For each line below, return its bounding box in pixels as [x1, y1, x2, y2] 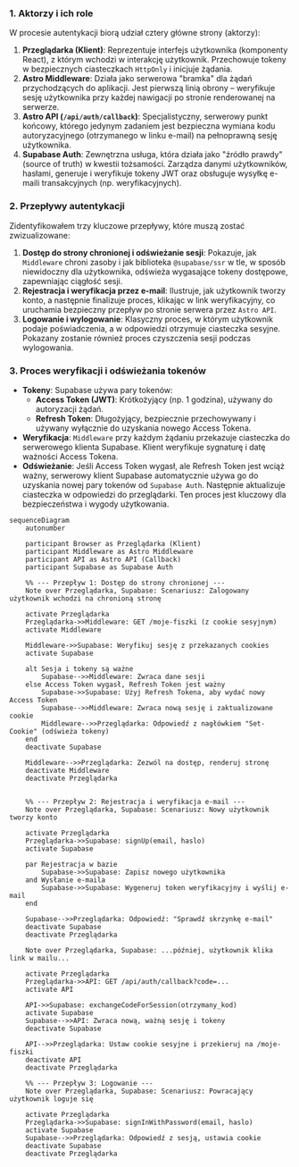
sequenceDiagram [9, 516, 70, 525]
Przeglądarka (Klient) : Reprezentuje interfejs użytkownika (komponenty [21, 45, 288, 55]
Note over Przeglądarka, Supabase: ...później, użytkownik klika [25, 945, 274, 954]
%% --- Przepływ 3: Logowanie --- [25, 1079, 154, 1087]
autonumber [25, 524, 66, 533]
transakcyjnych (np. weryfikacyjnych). [41, 178, 182, 189]
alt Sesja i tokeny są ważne [25, 664, 134, 673]
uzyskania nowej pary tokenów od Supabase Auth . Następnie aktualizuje [21, 479, 286, 490]
